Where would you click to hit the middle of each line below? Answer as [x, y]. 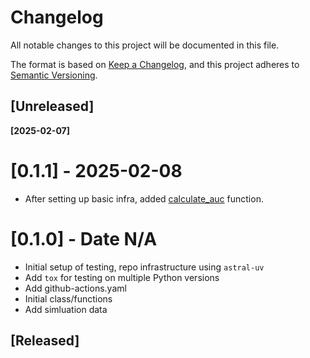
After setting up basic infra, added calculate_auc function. [144, 198]
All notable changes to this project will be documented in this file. [145, 45]
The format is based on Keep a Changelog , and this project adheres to [155, 64]
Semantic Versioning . [54, 75]
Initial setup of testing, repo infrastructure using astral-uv [144, 267]
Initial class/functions [68, 298]
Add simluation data [66, 309]
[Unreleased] [52, 106]
